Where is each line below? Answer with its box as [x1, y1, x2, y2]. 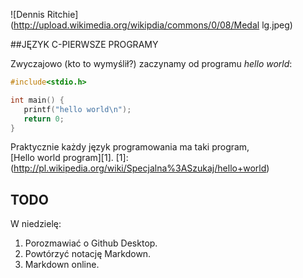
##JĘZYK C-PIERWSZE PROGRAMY [10, 39, 159, 50]
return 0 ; [23, 114, 65, 124]
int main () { [10, 95, 65, 105]
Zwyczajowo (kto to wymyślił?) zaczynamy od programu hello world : [10, 58, 293, 69]
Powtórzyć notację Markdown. [24, 248, 152, 260]
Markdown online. [24, 259, 100, 271]
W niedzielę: [10, 218, 62, 230]
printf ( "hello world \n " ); [23, 104, 132, 114]
